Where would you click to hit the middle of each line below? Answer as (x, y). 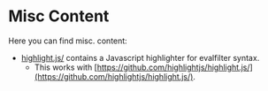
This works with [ (66, 67)
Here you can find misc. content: (68, 41)
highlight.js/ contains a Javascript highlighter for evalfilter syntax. (140, 57)
